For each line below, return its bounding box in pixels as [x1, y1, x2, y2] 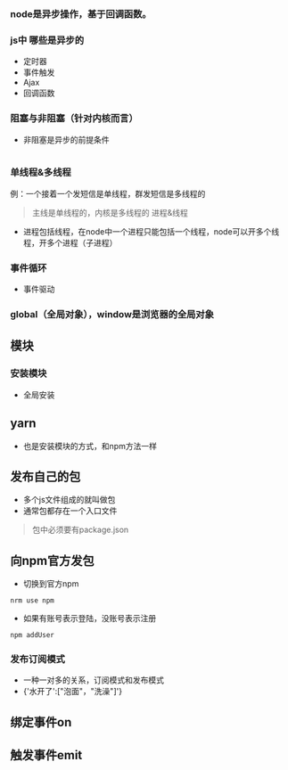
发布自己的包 [10, 469, 81, 484]
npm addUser [10, 631, 54, 640]
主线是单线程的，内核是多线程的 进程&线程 [31, 207, 188, 217]
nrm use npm [10, 596, 54, 605]
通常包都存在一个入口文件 [22, 505, 118, 516]
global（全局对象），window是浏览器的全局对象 [10, 308, 215, 321]
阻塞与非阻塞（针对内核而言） [10, 112, 139, 125]
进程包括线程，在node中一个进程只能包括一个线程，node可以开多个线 [22, 225, 280, 237]
